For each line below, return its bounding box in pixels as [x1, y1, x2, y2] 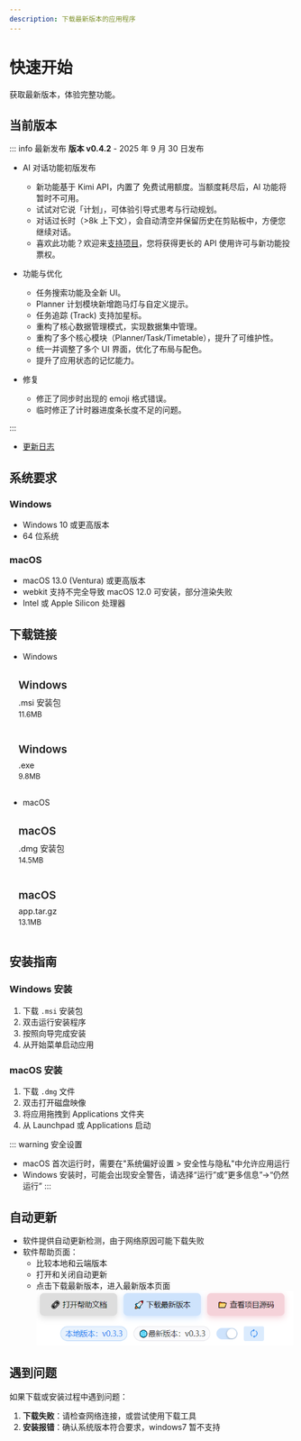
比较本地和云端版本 [35, 1257, 108, 1268]
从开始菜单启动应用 [22, 1039, 95, 1050]
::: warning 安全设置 [9, 1139, 83, 1150]
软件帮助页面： [22, 1246, 78, 1257]
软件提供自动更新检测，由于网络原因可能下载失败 [22, 1235, 205, 1245]
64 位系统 [22, 531, 59, 542]
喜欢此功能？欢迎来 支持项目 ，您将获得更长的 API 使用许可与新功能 [35, 238, 282, 249]
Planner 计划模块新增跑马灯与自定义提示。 [35, 298, 194, 310]
